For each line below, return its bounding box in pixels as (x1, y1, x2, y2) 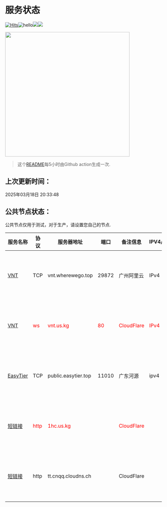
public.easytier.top (47, 372, 91, 379)
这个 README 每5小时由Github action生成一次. (17, 161, 111, 167)
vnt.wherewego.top (47, 272, 93, 279)
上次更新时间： (5, 177, 51, 186)
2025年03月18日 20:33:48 (5, 191, 59, 197)
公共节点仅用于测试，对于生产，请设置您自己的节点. (5, 221, 111, 227)
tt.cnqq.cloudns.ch (47, 473, 91, 480)
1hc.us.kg (47, 422, 71, 429)
